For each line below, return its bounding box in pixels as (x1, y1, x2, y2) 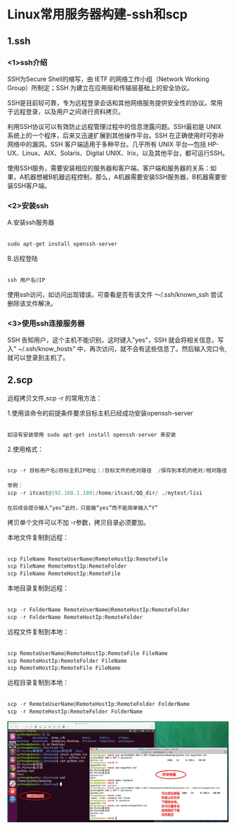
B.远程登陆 (7, 254, 39, 262)
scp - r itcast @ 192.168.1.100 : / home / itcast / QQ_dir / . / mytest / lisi (7, 489, 203, 497)
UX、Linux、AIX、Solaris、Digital (7, 149, 105, 157)
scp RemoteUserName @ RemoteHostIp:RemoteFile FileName (7, 649, 169, 657)
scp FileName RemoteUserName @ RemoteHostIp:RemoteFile (7, 555, 169, 563)
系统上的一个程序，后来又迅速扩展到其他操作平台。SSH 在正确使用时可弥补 (7, 131, 225, 140)
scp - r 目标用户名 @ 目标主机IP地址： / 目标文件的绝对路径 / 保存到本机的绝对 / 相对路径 (7, 467, 227, 475)
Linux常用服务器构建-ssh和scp (7, 6, 188, 23)
